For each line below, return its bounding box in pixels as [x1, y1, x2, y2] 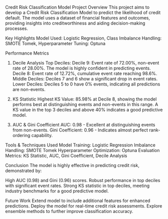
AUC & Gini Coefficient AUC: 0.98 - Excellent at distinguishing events [12, 122, 155, 127]
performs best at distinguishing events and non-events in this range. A [12, 101, 158, 107]
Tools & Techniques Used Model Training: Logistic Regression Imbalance [5, 142, 156, 148]
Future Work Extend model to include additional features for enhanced [5, 197, 150, 203]
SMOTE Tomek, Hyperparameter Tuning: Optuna [5, 40, 106, 46]
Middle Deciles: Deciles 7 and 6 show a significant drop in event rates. [12, 76, 158, 81]
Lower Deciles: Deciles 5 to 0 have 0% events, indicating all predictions [12, 81, 160, 87]
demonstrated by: [5, 167, 42, 173]
